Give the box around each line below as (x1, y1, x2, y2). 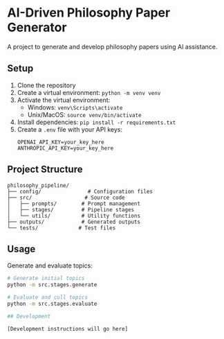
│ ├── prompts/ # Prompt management (7, 200, 140, 207)
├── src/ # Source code (7, 194, 126, 201)
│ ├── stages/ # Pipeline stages (7, 206, 135, 213)
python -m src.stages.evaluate (7, 300, 97, 307)
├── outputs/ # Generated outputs (7, 218, 140, 225)
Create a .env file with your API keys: (17, 125, 123, 133)
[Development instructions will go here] (7, 325, 129, 332)
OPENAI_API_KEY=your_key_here (17, 139, 105, 146)
